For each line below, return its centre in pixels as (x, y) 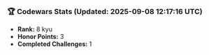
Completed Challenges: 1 (55, 44)
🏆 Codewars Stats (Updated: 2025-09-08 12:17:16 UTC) (105, 11)
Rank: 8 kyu (35, 29)
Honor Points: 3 (41, 37)
